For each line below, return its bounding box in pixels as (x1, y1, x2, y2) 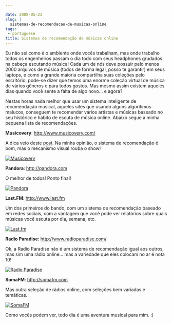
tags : (5, 26, 17, 31)
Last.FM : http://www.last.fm (5, 195, 65, 201)
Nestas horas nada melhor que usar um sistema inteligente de (5, 98, 137, 104)
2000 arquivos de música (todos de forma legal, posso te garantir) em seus (5, 66, 165, 72)
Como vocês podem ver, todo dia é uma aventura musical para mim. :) (5, 312, 154, 318)
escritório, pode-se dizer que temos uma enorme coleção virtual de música (5, 78, 165, 83)
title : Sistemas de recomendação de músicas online (5, 36, 118, 41)
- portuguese (7, 31, 36, 36)
